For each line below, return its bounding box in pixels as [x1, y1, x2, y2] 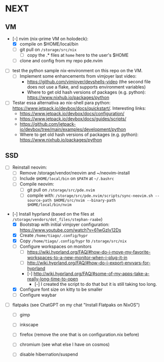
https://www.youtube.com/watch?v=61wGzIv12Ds [19, 227, 122, 233]
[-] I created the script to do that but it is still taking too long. [34, 281, 157, 287]
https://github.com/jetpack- [19, 121, 76, 127]
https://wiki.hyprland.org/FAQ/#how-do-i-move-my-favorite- [27, 249, 151, 255]
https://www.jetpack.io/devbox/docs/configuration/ [19, 111, 124, 117]
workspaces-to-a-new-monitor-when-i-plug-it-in [27, 254, 127, 260]
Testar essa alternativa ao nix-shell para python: [12, 100, 111, 106]
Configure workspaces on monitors [19, 243, 92, 249]
